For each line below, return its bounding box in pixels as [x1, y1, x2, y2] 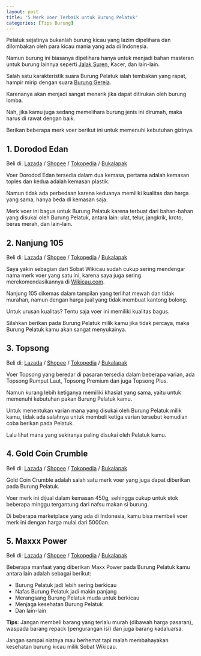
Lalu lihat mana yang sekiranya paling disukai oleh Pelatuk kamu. [6, 431, 167, 439]
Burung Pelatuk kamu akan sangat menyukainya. [6, 326, 127, 333]
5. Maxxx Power [6, 536, 67, 547]
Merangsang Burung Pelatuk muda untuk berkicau [14, 594, 140, 601]
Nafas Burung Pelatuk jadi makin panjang [14, 588, 117, 595]
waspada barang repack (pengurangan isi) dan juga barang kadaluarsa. [6, 625, 184, 633]
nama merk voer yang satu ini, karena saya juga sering [6, 272, 142, 279]
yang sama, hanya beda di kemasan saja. [6, 196, 108, 203]
